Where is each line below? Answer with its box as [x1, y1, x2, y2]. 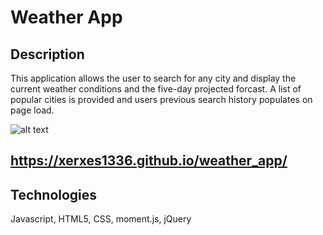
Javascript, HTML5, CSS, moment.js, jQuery [10, 213, 192, 225]
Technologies [10, 186, 98, 203]
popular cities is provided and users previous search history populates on [10, 94, 313, 105]
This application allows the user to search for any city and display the [10, 72, 297, 84]
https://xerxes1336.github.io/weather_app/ [10, 152, 288, 170]
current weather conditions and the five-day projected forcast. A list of [10, 83, 302, 95]
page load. [10, 104, 55, 116]
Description [10, 46, 85, 63]
